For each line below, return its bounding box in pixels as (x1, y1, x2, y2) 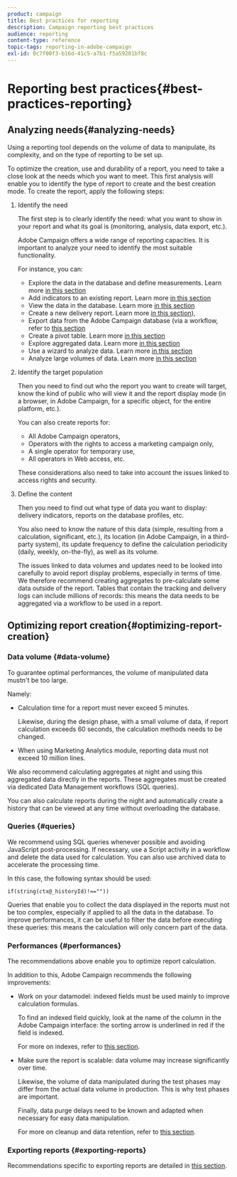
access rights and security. (17, 476, 97, 484)
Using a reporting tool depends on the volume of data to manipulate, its (7, 143, 216, 151)
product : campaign (7, 10, 62, 18)
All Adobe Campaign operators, (28, 432, 121, 440)
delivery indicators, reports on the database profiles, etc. (17, 511, 184, 519)
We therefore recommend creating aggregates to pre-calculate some (17, 576, 220, 585)
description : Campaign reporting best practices (7, 23, 154, 31)
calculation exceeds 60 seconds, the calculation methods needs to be (17, 725, 223, 733)
